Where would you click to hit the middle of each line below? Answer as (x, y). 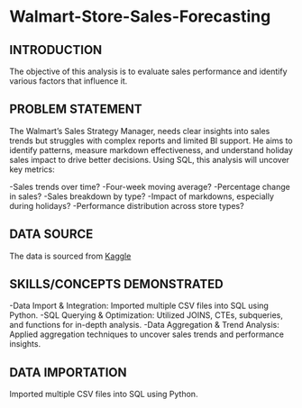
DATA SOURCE (51, 235)
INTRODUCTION (56, 50)
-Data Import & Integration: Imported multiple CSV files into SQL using (139, 306)
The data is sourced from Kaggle (70, 256)
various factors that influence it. (69, 81)
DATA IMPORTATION (69, 372)
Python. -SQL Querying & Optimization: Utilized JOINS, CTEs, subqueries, (146, 315)
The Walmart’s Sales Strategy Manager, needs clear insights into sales (140, 131)
